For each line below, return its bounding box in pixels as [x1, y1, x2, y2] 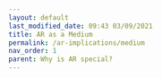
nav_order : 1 [8, 47, 57, 56]
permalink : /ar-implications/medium [8, 38, 145, 48]
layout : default [8, 13, 69, 22]
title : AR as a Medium [8, 30, 93, 39]
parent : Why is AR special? [8, 55, 114, 64]
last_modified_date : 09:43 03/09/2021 [8, 22, 153, 30]
